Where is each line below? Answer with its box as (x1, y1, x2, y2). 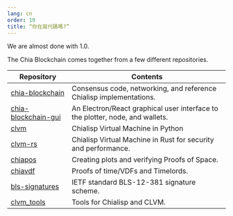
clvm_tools (10, 197, 46, 207)
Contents (131, 72, 163, 82)
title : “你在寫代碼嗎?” (7, 23, 69, 30)
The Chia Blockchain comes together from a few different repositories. (7, 56, 209, 64)
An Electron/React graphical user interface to (71, 103, 218, 113)
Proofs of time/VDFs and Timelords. (71, 166, 189, 176)
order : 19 (7, 17, 36, 24)
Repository (19, 72, 57, 82)
